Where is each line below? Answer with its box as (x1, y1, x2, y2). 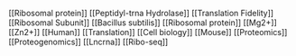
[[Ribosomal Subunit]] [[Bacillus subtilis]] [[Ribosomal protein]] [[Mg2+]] (8, 17, 277, 28)
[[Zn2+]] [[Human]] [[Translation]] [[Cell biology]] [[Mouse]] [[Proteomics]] (8, 27, 288, 37)
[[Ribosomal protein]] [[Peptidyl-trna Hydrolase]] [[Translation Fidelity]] (8, 8, 274, 18)
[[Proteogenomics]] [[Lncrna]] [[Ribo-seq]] (8, 36, 169, 47)
